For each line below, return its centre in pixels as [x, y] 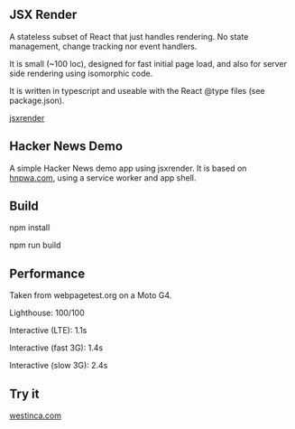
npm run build [35, 245]
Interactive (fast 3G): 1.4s [56, 348]
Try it [24, 393]
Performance [47, 273]
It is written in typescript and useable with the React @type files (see [137, 90]
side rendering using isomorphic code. [81, 73]
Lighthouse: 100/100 [47, 313]
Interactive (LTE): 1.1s [48, 331]
